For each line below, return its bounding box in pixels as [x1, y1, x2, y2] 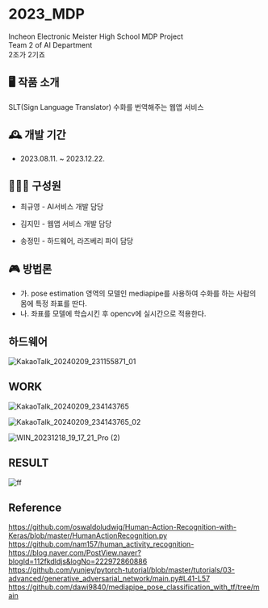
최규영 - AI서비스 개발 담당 [19, 202, 104, 212]
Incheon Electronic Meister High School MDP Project [8, 31, 184, 41]
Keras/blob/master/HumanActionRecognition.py [8, 530, 168, 541]
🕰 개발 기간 [8, 128, 66, 142]
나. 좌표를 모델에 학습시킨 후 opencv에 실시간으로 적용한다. [19, 308, 207, 319]
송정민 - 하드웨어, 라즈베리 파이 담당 [19, 236, 134, 246]
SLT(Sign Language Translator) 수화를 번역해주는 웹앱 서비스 [8, 102, 204, 111]
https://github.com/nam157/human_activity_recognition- [8, 539, 195, 549]
